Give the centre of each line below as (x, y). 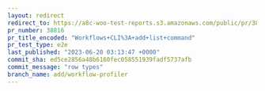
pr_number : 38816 (36, 30)
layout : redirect (36, 15)
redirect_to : (29, 23)
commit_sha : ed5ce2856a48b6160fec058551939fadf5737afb (100, 60)
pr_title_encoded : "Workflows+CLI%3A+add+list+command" (101, 38)
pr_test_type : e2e (38, 45)
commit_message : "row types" (55, 67)
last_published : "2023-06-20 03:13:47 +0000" (83, 52)
